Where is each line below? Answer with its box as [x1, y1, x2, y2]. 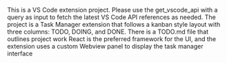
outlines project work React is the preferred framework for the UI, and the [7, 35, 216, 43]
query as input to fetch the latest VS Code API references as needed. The [7, 13, 216, 21]
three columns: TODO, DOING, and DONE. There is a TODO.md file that [7, 27, 209, 36]
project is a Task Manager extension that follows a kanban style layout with [7, 21, 221, 28]
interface [7, 49, 33, 58]
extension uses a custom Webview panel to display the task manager [7, 42, 204, 50]
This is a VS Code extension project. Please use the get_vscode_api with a [7, 6, 218, 14]
